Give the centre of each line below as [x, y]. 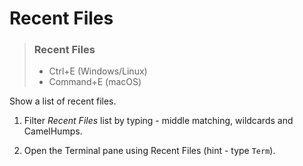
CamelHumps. [53, 131]
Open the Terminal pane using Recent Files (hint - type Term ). [149, 151]
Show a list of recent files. [63, 101]
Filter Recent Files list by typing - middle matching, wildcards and [158, 121]
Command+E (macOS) [95, 82]
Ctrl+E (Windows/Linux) [98, 71]
